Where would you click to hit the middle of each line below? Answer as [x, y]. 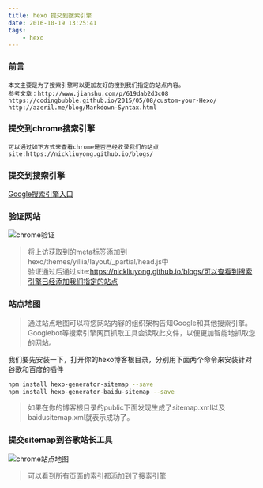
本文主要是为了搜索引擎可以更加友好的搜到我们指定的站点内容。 [96, 85]
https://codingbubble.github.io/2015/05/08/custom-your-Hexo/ [113, 100]
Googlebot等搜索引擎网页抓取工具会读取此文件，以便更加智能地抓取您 [141, 332]
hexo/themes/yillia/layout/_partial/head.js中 [98, 262]
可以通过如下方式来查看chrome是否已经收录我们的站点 [84, 147]
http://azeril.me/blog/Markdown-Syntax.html [83, 108]
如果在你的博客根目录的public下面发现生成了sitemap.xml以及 [126, 407]
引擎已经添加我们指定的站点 [73, 282]
